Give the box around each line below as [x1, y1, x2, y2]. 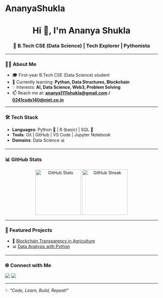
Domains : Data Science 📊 [12, 137, 65, 143]
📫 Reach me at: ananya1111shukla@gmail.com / [12, 90, 111, 96]
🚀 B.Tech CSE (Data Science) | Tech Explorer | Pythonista [13, 42, 150, 49]
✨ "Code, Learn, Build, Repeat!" [5, 287, 69, 294]
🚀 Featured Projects [5, 227, 52, 233]
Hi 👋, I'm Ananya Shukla [32, 25, 131, 36]
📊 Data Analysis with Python [12, 243, 70, 249]
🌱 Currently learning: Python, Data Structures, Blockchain [12, 79, 130, 85]
